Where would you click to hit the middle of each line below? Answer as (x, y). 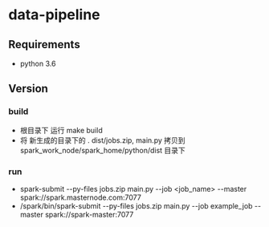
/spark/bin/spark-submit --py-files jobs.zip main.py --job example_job (136, 205)
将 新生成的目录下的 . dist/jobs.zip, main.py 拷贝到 (102, 140)
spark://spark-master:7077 (90, 214)
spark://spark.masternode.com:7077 (81, 197)
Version (28, 89)
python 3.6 (38, 63)
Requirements (44, 45)
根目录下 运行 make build (61, 130)
